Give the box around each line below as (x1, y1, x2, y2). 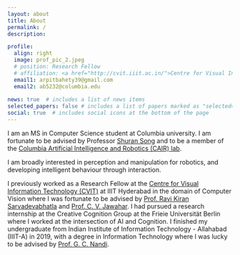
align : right (14, 50, 53, 57)
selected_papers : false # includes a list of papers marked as (7, 103, 200, 110)
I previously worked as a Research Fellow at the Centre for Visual (7, 179, 199, 187)
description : (7, 30, 46, 38)
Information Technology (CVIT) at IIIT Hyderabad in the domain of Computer (7, 187, 232, 195)
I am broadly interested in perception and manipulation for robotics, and (7, 157, 219, 166)
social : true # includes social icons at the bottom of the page (7, 110, 209, 117)
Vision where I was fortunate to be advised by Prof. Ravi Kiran (7, 194, 189, 203)
